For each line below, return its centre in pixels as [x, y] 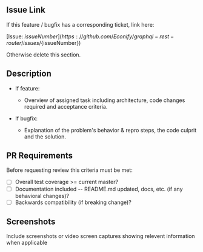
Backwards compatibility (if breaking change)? [73, 202]
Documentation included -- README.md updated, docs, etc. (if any [99, 189]
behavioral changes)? [42, 196]
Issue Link [26, 10]
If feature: [27, 88]
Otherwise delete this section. [44, 55]
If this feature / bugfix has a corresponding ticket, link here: [80, 24]
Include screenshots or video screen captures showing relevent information [101, 236]
